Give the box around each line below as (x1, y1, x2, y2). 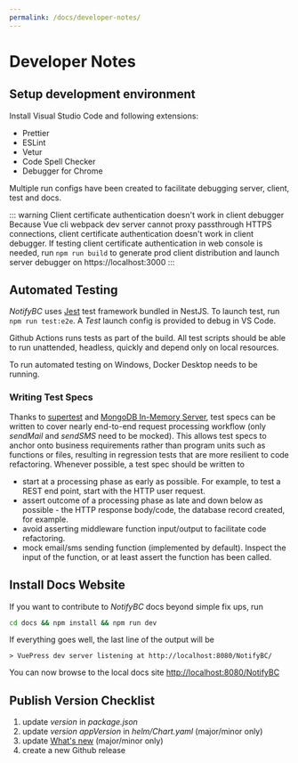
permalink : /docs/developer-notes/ (9, 12, 141, 22)
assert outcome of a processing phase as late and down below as (21, 495, 264, 506)
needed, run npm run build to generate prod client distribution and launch (9, 247, 280, 258)
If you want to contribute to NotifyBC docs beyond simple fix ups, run (9, 601, 264, 612)
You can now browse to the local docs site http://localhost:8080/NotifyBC (9, 667, 280, 678)
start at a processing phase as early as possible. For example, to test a (21, 475, 281, 486)
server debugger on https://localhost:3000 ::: (9, 256, 175, 267)
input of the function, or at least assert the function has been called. (21, 551, 272, 562)
